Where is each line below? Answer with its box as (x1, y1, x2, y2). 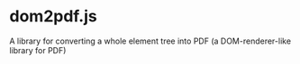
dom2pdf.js (9, 6, 97, 27)
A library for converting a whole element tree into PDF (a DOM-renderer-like (9, 36, 291, 46)
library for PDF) (9, 44, 67, 55)
